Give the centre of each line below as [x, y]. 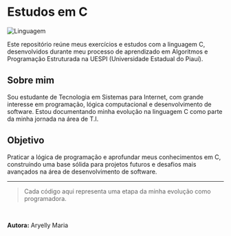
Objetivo [26, 140]
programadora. [45, 198]
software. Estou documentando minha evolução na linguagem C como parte [115, 111]
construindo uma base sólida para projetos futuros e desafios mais [102, 164]
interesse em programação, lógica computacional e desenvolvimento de [109, 104]
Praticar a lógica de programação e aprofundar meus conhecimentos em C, [114, 157]
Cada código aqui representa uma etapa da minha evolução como [117, 191]
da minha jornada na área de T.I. [53, 119]
